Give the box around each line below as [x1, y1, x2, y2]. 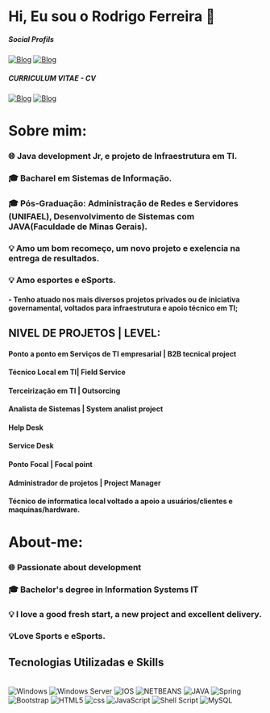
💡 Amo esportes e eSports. [8, 274, 117, 286]
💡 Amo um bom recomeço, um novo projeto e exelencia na [8, 243, 240, 253]
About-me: [8, 533, 83, 552]
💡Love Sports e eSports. [8, 631, 106, 642]
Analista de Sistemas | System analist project [8, 404, 164, 414]
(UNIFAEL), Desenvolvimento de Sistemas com [8, 211, 195, 223]
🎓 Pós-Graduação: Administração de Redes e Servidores [8, 198, 239, 209]
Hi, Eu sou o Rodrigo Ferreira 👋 [8, 7, 216, 26]
